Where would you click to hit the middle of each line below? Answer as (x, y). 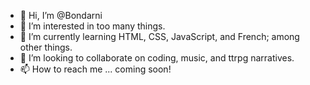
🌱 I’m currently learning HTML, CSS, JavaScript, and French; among (159, 36)
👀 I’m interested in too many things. (92, 26)
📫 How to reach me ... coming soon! (95, 69)
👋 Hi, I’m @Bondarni (61, 15)
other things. (46, 47)
